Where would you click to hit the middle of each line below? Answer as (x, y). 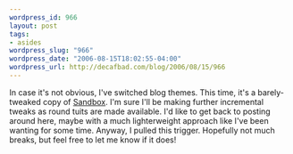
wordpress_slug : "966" (51, 51)
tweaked (25, 101)
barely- (271, 92)
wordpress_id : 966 (43, 17)
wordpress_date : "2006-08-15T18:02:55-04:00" (95, 59)
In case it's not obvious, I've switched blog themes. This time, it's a (133, 92)
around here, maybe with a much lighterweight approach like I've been (139, 120)
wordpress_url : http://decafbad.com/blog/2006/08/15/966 (117, 68)
